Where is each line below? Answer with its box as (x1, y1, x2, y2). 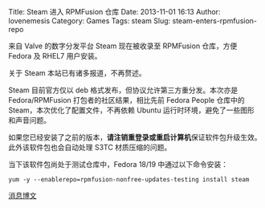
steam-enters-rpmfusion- (172, 16, 258, 26)
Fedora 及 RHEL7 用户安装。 (8, 51, 102, 60)
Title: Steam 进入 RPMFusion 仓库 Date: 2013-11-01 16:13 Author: (8, 7, 221, 16)
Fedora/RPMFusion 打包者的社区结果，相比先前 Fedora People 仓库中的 (8, 96, 245, 104)
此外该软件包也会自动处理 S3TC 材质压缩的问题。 (8, 143, 172, 152)
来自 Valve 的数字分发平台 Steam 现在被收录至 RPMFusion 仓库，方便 (8, 41, 238, 51)
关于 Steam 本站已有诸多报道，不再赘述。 (8, 68, 146, 78)
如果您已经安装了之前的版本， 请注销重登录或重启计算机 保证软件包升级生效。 (8, 133, 262, 142)
